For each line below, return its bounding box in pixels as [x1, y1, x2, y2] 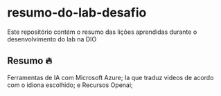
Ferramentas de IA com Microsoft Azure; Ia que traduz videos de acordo [7, 73, 214, 81]
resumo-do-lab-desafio [7, 5, 147, 21]
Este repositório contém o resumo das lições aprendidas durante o [7, 28, 197, 36]
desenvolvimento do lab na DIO [7, 35, 97, 43]
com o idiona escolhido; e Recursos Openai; [7, 81, 133, 89]
